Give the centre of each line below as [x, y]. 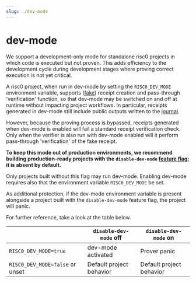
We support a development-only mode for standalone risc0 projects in [90, 57]
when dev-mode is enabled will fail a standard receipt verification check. [93, 128]
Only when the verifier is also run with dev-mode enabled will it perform [92, 135]
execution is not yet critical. [39, 75]
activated [100, 254]
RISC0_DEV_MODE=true [37, 251]
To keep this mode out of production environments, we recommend [89, 152]
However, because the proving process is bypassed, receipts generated [92, 123]
